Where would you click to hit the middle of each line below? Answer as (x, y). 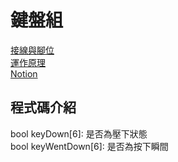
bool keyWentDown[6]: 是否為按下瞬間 (89, 146)
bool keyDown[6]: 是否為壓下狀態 (79, 133)
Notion (24, 73)
